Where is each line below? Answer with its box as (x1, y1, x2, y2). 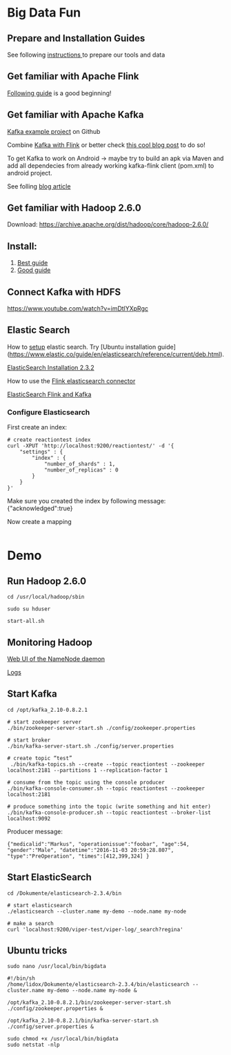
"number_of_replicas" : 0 (43, 467, 119, 474)
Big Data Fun (7, 5, 81, 21)
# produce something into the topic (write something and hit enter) (7, 803, 212, 810)
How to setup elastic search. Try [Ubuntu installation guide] (7, 342, 176, 351)
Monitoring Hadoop (7, 637, 93, 648)
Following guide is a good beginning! (7, 88, 112, 97)
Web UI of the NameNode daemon (7, 655, 106, 663)
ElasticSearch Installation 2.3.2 (7, 363, 94, 371)
